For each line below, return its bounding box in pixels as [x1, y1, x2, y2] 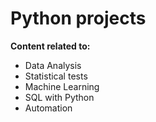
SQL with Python [24, 91, 95, 103]
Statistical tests [24, 70, 88, 82]
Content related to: [10, 40, 91, 52]
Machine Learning [24, 80, 100, 92]
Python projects [10, 7, 147, 30]
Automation [24, 102, 73, 114]
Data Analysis [24, 59, 82, 71]
